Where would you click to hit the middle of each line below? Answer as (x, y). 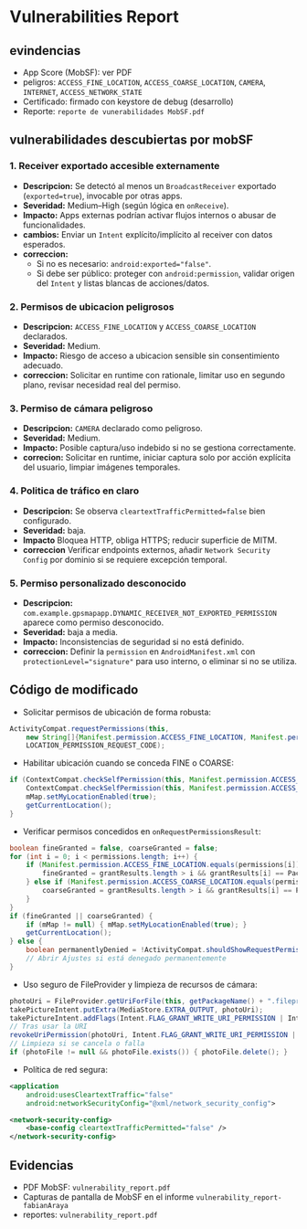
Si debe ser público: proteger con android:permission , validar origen (165, 273)
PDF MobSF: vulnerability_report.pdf (96, 1187)
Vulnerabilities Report (95, 17)
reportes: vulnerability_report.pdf (90, 1214)
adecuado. (43, 365)
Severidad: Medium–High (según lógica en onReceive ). (126, 205)
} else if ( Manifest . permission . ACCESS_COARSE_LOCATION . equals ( (151, 882)
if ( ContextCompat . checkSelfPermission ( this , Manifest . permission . (141, 780)
